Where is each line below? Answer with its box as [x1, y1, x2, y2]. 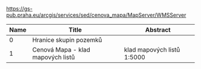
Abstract [145, 26, 171, 34]
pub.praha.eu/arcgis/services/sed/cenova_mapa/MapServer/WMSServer [6, 11, 187, 19]
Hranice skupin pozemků [32, 36, 103, 44]
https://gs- [6, 5, 33, 12]
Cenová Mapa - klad [32, 46, 91, 53]
